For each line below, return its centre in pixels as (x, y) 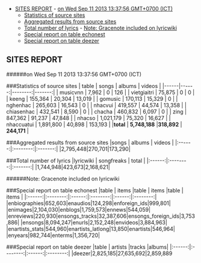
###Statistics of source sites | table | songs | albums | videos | (84, 86)
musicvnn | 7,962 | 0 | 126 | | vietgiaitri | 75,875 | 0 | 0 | (127, 92)
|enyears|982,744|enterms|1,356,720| (53, 235)
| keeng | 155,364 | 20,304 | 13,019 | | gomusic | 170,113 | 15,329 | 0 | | (92, 98)
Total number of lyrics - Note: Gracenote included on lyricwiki (100, 28)
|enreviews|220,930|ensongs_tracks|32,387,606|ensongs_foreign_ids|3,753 (101, 216)
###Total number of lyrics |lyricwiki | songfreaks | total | (76, 160)
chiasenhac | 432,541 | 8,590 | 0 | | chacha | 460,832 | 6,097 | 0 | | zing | (97, 112)
